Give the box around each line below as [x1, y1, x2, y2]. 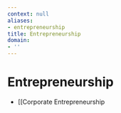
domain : [7, 37, 31, 44]
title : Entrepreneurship [7, 30, 81, 38]
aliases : [7, 17, 33, 24]
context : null [7, 10, 50, 18]
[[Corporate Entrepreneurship [17, 97, 105, 106]
